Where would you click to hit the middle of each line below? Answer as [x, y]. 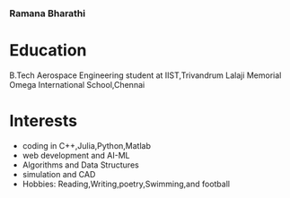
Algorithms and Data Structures [80, 165]
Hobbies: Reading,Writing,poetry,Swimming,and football [126, 184]
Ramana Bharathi [48, 13]
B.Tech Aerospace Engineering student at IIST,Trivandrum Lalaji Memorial [145, 75]
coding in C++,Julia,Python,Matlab [86, 145]
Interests [44, 121]
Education [48, 51]
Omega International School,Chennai [77, 84]
